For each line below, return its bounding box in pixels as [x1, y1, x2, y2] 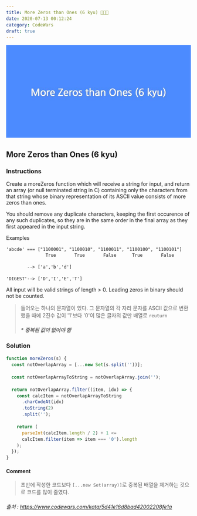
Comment [6, 467, 31, 474]
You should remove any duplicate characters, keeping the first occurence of [6, 210, 190, 217]
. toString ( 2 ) [21, 406, 54, 411]
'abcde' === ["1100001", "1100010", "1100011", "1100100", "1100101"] [6, 246, 182, 252]
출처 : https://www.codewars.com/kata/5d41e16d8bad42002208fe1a [6, 503, 172, 510]
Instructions [6, 167, 42, 175]
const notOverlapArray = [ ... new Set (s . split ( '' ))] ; [11, 362, 143, 368]
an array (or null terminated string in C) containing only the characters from [6, 186, 188, 193]
